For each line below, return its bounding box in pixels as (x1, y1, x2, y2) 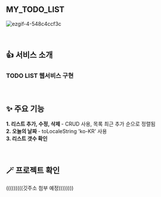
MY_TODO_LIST (6, 5, 65, 15)
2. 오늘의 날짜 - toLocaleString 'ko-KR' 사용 (6, 128, 107, 135)
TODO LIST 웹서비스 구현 (6, 72, 74, 80)
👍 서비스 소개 (6, 50, 53, 60)
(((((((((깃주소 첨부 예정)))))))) (6, 185, 74, 192)
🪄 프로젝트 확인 (6, 165, 60, 175)
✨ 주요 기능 (6, 104, 45, 114)
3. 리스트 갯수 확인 (6, 135, 48, 142)
